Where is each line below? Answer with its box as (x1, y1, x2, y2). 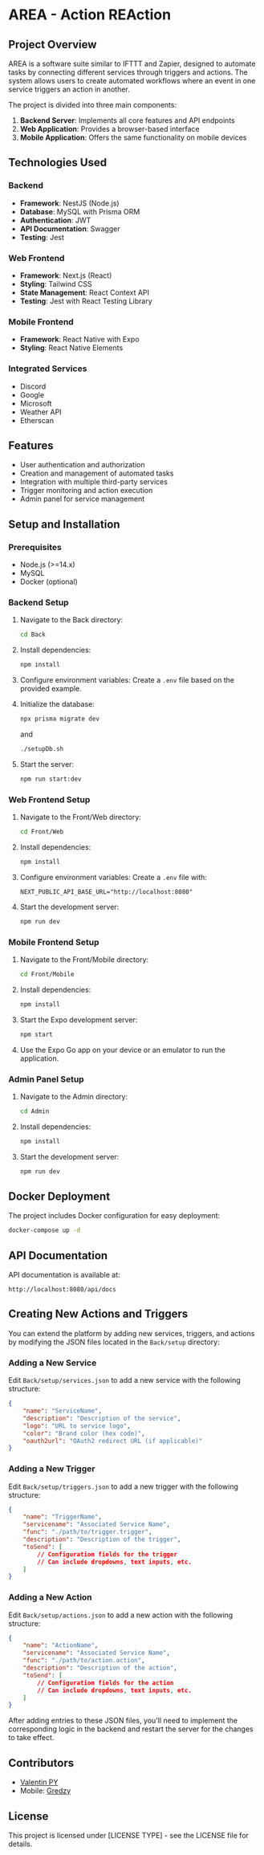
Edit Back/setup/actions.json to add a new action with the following (8, 1610, 234, 1620)
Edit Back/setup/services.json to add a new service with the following (8, 1376, 241, 1385)
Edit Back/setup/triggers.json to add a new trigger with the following (8, 1482, 239, 1491)
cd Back (19, 630, 46, 639)
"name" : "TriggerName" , (22, 1513, 103, 1521)
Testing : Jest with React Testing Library (19, 296, 152, 306)
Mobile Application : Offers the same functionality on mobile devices (19, 132, 247, 142)
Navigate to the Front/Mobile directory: (19, 954, 149, 964)
